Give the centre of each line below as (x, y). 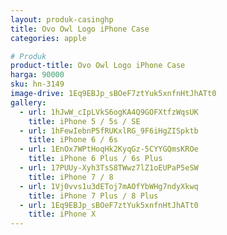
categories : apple (48, 38)
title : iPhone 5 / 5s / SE (84, 121)
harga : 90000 (37, 75)
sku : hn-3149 (37, 84)
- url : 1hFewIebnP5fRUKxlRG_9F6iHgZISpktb (109, 131)
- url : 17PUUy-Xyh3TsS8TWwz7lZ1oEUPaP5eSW (109, 168)
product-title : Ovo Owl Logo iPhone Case (98, 66)
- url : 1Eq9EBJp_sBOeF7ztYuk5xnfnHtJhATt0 (109, 205)
